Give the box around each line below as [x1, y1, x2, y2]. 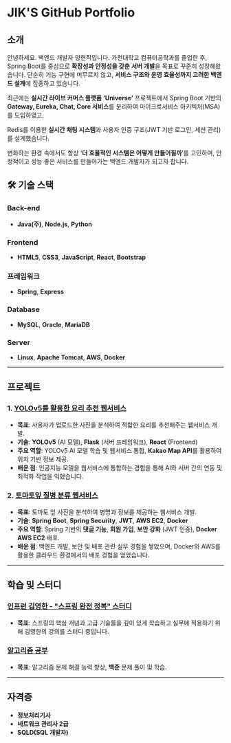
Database [7, 304, 40, 314]
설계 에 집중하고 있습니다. [14, 79, 80, 87]
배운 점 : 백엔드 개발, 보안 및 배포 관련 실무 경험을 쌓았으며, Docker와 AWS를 [16, 542, 221, 551]
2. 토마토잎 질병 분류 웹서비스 [7, 491, 98, 500]
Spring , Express [16, 287, 64, 296]
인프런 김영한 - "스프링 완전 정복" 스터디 [7, 601, 132, 611]
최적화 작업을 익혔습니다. [16, 472, 84, 480]
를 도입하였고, [7, 111, 45, 119]
